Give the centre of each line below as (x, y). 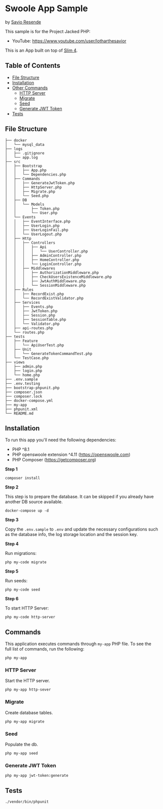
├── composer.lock (24, 396)
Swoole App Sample (46, 9)
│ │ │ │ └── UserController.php (47, 251)
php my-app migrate (25, 721)
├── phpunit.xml (21, 409)
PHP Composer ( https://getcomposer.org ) (54, 460)
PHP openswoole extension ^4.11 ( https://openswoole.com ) (71, 454)
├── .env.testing (23, 383)
